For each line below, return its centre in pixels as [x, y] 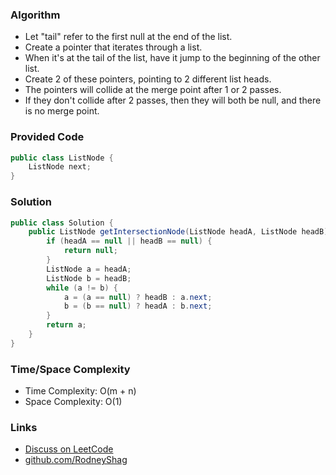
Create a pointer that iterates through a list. [113, 47]
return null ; [90, 251]
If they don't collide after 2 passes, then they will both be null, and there [173, 100]
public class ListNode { [62, 158]
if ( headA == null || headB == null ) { [129, 241]
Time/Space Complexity [70, 369]
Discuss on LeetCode [69, 449]
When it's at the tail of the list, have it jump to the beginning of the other [172, 58]
